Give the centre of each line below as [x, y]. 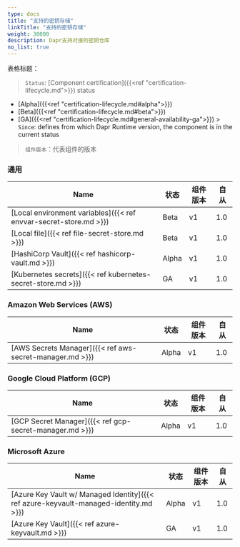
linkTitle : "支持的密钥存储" [47, 27]
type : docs [24, 14]
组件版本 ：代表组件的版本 [61, 149]
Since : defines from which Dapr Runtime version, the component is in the [125, 127]
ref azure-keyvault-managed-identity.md [82, 503]
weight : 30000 [29, 34]
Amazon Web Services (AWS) [60, 305]
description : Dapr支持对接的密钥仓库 [59, 41]
